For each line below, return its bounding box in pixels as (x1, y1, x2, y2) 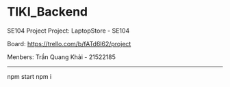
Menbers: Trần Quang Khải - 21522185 (7, 52, 116, 61)
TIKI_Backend (7, 4, 88, 20)
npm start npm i (7, 72, 52, 80)
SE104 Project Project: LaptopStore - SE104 (7, 27, 130, 35)
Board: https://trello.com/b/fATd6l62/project (7, 39, 131, 48)
